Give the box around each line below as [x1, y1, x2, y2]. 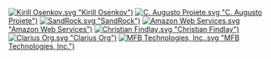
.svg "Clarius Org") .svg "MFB [53, 33, 240, 42]
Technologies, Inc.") [8, 41, 75, 51]
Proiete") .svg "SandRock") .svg [8, 16, 240, 26]
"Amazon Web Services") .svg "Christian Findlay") [8, 25, 240, 33]
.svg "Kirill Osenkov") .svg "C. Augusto [61, 8, 263, 17]
